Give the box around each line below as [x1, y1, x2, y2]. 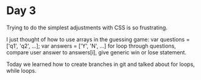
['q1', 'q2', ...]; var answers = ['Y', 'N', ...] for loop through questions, [6, 42, 177, 49]
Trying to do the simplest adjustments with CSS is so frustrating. [6, 24, 167, 31]
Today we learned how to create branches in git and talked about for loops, [6, 60, 195, 68]
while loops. [6, 67, 37, 74]
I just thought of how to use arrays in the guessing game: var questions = [6, 35, 190, 43]
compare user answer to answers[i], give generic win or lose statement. [6, 48, 187, 56]
